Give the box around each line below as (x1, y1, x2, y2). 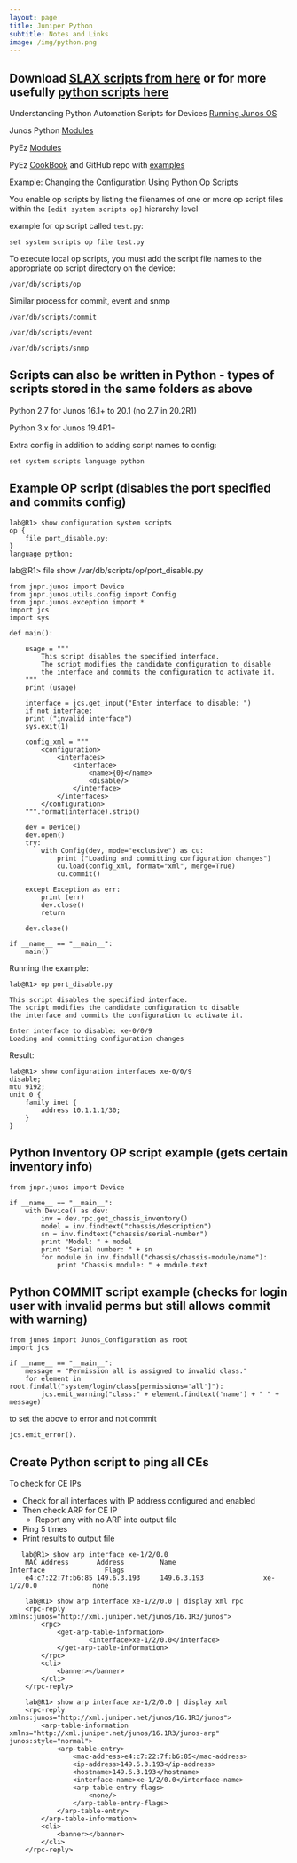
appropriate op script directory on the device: (9, 263, 176, 273)
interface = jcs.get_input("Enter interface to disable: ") (25, 699, 252, 707)
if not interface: (25, 707, 93, 715)
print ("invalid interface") (25, 714, 133, 723)
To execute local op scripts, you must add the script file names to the (9, 254, 262, 264)
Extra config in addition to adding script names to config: (9, 439, 217, 450)
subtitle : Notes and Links (9, 29, 109, 38)
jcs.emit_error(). (9, 1431, 77, 1440)
